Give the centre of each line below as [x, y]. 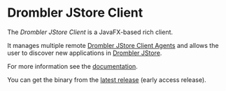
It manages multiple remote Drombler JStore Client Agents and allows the [113, 45]
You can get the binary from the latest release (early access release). [107, 80]
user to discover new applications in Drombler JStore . [85, 53]
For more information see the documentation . [72, 66]
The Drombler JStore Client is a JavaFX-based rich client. [90, 32]
